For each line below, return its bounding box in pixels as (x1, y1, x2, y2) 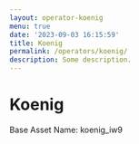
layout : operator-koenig (9, 13, 104, 23)
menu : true (9, 22, 51, 31)
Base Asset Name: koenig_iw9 (9, 124, 123, 135)
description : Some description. (9, 55, 132, 64)
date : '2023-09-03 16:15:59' (9, 30, 120, 39)
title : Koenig (9, 38, 64, 48)
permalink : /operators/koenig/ (9, 47, 128, 56)
